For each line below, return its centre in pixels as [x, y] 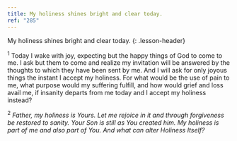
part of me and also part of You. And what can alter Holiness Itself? [106, 130]
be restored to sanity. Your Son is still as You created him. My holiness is [113, 122]
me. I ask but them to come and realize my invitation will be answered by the [118, 63]
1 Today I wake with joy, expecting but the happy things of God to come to [115, 55]
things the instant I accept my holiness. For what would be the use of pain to [118, 78]
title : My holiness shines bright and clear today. [85, 14]
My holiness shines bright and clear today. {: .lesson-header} [97, 40]
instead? [20, 100]
